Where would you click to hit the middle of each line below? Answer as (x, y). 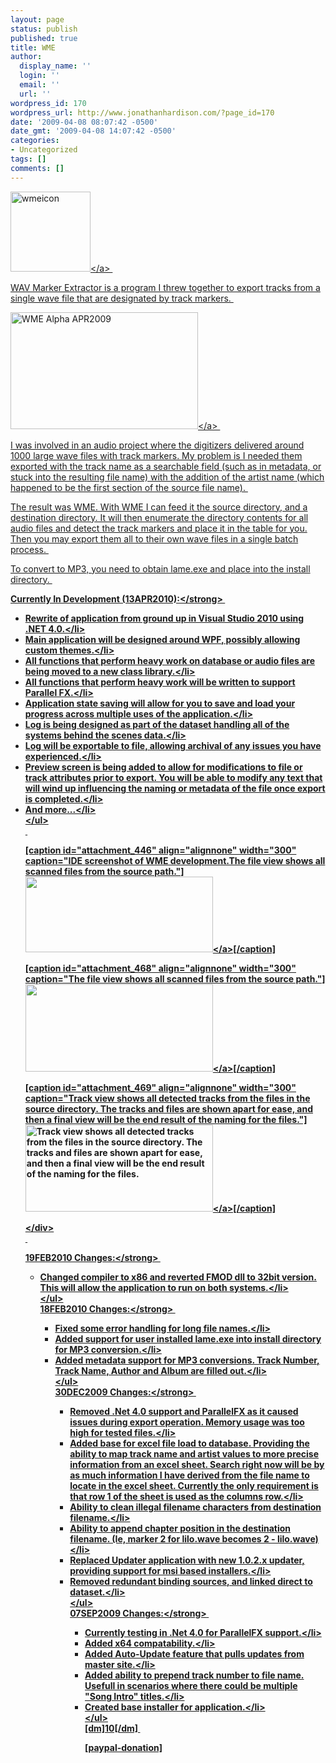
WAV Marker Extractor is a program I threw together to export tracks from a (165, 287)
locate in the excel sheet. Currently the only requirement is (194, 1485)
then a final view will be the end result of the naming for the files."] (166, 1119)
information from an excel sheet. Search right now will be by (197, 1464)
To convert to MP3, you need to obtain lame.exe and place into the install (160, 568)
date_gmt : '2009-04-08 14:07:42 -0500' (93, 131)
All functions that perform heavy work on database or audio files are (170, 660)
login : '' (39, 76)
